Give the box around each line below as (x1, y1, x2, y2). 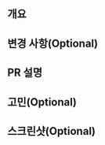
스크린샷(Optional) (7, 125, 96, 138)
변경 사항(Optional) (7, 36, 99, 50)
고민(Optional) (7, 95, 78, 109)
